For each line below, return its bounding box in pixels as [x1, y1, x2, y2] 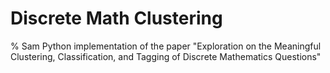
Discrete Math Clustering [10, 7, 223, 30]
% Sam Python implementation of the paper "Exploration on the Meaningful [10, 40, 322, 52]
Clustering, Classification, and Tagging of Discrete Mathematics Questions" [10, 50, 322, 62]
